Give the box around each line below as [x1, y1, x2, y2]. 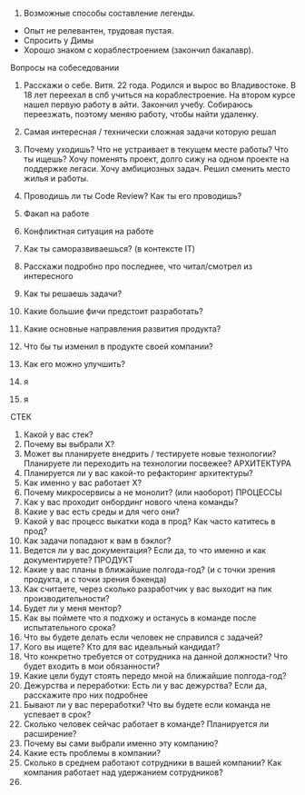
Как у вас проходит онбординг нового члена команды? [23, 497, 239, 507]
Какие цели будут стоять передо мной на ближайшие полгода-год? [23, 671, 287, 681]
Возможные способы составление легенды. [23, 8, 196, 18]
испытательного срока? [23, 622, 116, 632]
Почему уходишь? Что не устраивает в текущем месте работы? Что [23, 144, 290, 154]
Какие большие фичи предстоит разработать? [23, 306, 203, 316]
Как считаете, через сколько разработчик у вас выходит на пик [23, 583, 272, 594]
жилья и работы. [23, 173, 89, 184]
